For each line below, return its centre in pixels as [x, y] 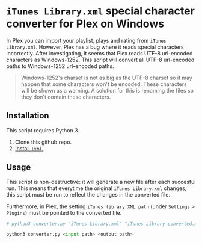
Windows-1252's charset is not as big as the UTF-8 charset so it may [106, 78]
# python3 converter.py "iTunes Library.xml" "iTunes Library [86, 224]
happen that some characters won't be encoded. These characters [104, 84]
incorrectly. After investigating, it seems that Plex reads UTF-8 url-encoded [99, 53]
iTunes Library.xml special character [101, 11]
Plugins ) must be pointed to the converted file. [64, 212]
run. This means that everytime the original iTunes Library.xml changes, [96, 188]
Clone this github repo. [43, 142]
